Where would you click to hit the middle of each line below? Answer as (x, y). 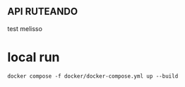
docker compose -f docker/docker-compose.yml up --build (93, 76)
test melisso (25, 28)
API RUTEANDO (43, 12)
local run (34, 57)
